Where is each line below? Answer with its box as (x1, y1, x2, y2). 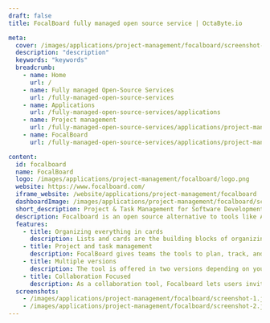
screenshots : (15, 287, 59, 296)
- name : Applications (22, 101, 95, 109)
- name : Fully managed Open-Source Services (22, 86, 174, 94)
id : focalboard (15, 160, 67, 169)
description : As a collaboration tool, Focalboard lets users (29, 280, 243, 288)
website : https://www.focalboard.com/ (15, 182, 146, 191)
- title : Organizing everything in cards (22, 227, 163, 235)
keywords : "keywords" (15, 56, 88, 64)
